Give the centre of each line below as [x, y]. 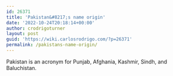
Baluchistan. [22, 68]
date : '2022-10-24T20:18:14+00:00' [51, 23]
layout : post [22, 34]
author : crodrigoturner [36, 28]
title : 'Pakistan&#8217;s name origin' [56, 17]
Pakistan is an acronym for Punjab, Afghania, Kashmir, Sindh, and [87, 61]
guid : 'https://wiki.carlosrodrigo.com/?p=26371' [69, 39]
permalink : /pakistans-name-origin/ [52, 45]
